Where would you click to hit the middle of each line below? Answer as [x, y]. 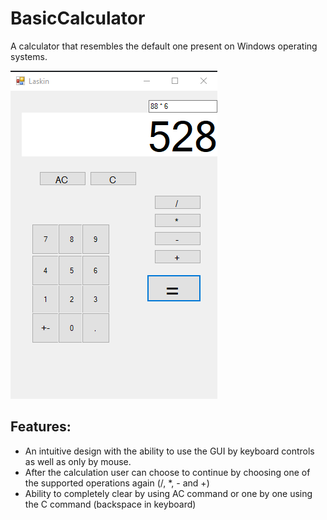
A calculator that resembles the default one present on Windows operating [164, 46]
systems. [29, 56]
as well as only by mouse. [78, 461]
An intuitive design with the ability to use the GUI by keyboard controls [169, 451]
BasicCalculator [78, 18]
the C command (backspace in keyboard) [110, 504]
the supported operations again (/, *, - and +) [117, 483]
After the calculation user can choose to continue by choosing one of [167, 472]
